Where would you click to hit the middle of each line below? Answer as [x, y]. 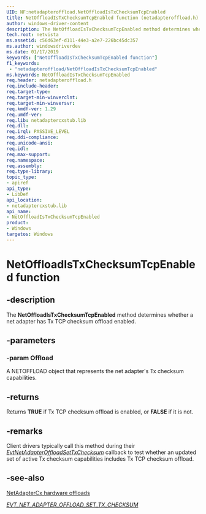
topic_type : [21, 177]
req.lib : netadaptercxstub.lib [46, 120]
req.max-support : [29, 154]
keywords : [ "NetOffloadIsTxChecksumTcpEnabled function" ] [82, 58]
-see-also [25, 478]
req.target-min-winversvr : [41, 103]
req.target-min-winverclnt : [42, 97]
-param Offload [30, 358]
